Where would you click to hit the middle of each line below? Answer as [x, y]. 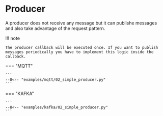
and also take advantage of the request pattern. [55, 28]
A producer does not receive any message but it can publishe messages [81, 23]
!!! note [13, 38]
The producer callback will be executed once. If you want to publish [82, 47]
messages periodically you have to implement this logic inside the [79, 52]
